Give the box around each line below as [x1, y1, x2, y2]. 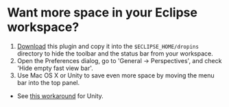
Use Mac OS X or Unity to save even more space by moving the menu [16, 71, 215, 80]
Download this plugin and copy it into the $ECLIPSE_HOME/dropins [16, 42, 199, 50]
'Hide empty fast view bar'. [16, 64, 94, 72]
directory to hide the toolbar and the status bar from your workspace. [16, 49, 214, 58]
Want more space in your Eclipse [7, 5, 197, 21]
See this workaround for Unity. [16, 91, 104, 100]
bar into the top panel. [16, 78, 80, 86]
